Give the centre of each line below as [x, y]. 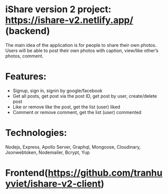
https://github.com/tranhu [105, 173]
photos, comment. [24, 56]
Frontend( [27, 173]
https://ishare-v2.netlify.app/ [69, 20]
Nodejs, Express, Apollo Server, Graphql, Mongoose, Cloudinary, [73, 147]
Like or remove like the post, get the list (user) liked [66, 107]
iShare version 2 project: [58, 9]
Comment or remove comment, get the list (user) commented [77, 112]
